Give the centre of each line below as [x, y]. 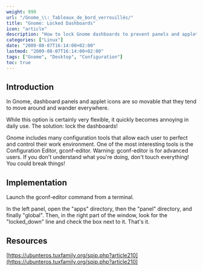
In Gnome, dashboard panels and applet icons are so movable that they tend [101, 102]
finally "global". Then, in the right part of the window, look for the [87, 215]
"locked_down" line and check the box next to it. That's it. [78, 222]
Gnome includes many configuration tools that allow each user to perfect [97, 138]
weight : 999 [21, 12]
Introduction [30, 87]
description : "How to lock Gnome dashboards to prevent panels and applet [102, 34]
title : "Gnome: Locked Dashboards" [51, 23]
